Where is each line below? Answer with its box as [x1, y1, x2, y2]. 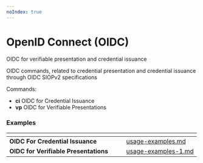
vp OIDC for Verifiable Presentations [15, 103, 106, 111]
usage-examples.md [126, 137, 187, 145]
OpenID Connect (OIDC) [6, 35, 129, 49]
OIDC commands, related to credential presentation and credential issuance [6, 67, 196, 74]
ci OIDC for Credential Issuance [15, 97, 95, 104]
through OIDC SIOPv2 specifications [6, 74, 97, 81]
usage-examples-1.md [126, 147, 194, 155]
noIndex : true [6, 9, 43, 15]
